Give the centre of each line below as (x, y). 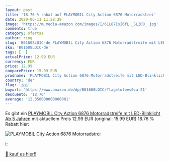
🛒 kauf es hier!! (21, 154)
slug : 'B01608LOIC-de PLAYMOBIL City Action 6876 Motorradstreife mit (81, 43)
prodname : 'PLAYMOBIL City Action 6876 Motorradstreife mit (70, 76)
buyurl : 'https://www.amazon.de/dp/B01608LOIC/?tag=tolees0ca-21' (76, 90)
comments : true (21, 29)
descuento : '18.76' (26, 94)
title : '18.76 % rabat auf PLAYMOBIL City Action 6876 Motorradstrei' (81, 15)
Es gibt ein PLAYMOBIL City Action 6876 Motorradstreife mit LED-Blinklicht (83, 114)
